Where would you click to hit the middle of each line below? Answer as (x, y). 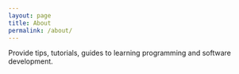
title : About (30, 23)
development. (31, 61)
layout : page (30, 16)
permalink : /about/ (40, 30)
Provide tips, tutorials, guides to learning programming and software (120, 53)
